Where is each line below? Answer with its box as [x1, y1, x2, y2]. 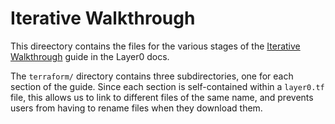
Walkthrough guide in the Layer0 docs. [10, 50, 170, 62]
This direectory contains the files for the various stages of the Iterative [10, 40, 301, 52]
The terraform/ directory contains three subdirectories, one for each [10, 70, 294, 82]
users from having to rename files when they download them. [10, 102, 263, 114]
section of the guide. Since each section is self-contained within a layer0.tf [10, 80, 325, 92]
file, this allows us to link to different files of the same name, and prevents [10, 91, 314, 103]
